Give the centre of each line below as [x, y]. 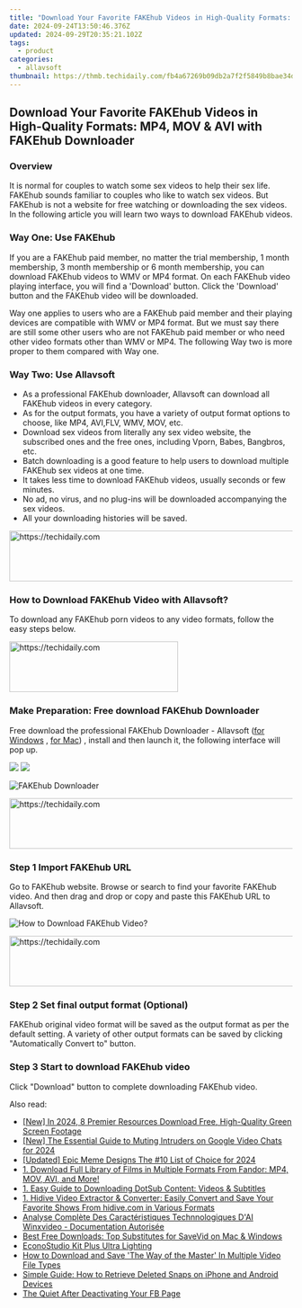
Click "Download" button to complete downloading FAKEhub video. [133, 1086]
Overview [31, 166]
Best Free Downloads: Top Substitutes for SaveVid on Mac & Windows [152, 1236]
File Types [41, 1265]
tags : [19, 43]
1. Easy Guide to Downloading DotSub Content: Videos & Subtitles [144, 1188]
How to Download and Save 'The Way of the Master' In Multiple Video [151, 1255]
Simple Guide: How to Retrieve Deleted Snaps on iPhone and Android [150, 1274]
